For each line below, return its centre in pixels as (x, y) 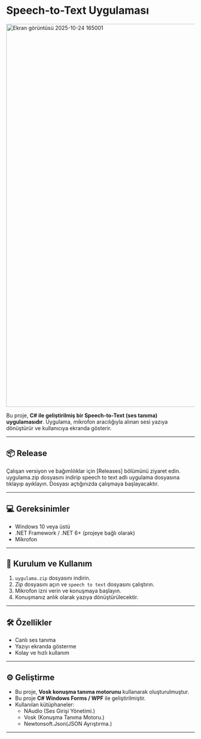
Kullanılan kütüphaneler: (45, 704)
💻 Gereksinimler (38, 509)
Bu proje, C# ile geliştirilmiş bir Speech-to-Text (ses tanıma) (82, 415)
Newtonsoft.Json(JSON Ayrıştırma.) (68, 724)
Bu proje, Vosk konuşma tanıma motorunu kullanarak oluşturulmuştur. (102, 692)
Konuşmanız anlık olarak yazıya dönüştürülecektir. (77, 597)
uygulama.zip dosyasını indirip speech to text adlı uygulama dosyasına (93, 477)
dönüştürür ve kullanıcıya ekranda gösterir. (59, 428)
